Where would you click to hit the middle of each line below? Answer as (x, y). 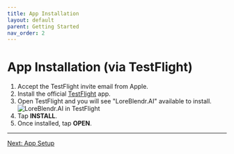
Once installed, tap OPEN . (55, 123)
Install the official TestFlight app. (64, 94)
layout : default (31, 20)
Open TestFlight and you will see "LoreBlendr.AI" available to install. (115, 101)
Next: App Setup (31, 144)
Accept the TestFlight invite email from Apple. (83, 87)
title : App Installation (43, 14)
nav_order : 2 (26, 33)
